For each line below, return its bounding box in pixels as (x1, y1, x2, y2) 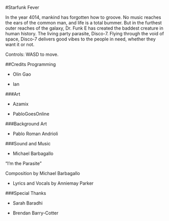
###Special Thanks (5, 190, 46, 196)
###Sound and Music (5, 141, 51, 146)
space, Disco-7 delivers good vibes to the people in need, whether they (5, 36, 156, 42)
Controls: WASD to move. (5, 51, 59, 57)
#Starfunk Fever (5, 5, 39, 10)
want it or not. (5, 41, 35, 48)
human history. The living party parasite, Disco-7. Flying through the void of (5, 31, 164, 36)
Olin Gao (12, 71, 32, 77)
